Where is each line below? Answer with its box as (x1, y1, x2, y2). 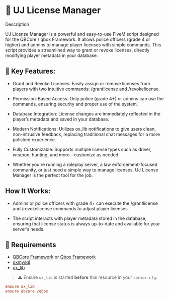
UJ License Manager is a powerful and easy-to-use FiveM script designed (5, 31, 159, 37)
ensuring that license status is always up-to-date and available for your (12, 220, 160, 226)
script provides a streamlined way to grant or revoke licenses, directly (5, 47, 150, 53)
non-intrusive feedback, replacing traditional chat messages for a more (12, 131, 160, 137)
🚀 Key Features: (5, 67, 56, 76)
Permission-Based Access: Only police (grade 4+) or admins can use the (12, 95, 164, 101)
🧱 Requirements (5, 241, 56, 249)
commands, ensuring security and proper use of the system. (12, 101, 138, 107)
